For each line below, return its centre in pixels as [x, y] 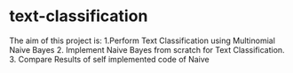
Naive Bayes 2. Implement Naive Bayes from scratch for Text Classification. [147, 49]
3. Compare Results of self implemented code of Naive [110, 59]
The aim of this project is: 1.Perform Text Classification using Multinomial [142, 40]
